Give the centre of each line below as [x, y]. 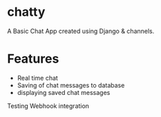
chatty [26, 12]
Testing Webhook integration [48, 106]
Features [33, 59]
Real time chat [38, 78]
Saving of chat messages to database [71, 85]
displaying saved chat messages [64, 92]
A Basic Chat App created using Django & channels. [81, 31]
